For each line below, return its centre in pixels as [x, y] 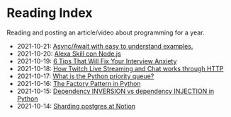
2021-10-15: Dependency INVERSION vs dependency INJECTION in [115, 91]
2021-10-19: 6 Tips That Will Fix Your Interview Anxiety [97, 61]
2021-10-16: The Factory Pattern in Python [79, 83]
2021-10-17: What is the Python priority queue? [85, 76]
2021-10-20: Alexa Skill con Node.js [69, 54]
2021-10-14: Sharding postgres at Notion [76, 106]
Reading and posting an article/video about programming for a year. [106, 32]
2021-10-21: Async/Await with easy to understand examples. [105, 46]
